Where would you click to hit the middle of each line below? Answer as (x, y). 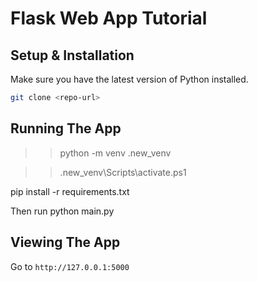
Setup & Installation (72, 55)
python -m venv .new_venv (115, 153)
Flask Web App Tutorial (109, 18)
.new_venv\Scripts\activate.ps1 (123, 172)
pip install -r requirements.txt (70, 191)
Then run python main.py (62, 211)
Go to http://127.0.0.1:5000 (70, 266)
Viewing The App (65, 242)
